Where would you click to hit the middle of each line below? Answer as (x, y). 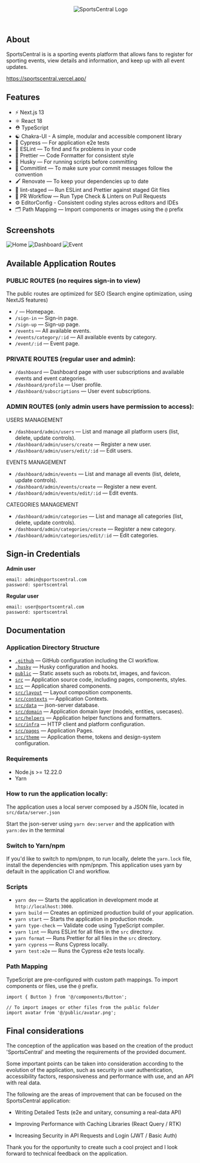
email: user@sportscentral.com (45, 607)
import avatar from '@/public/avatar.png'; (61, 1013)
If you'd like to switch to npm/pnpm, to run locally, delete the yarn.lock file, (99, 859)
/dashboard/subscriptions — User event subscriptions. (83, 391)
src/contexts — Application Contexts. (62, 699)
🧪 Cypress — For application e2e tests (62, 142)
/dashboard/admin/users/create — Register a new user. (83, 444)
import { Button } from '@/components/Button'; (67, 997)
